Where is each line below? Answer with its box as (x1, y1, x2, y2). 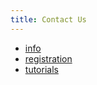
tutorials (24, 63, 59, 75)
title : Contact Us (10, 14, 87, 25)
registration (24, 52, 73, 65)
